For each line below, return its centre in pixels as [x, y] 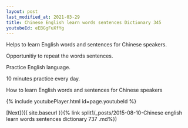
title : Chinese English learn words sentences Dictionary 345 [84, 22]
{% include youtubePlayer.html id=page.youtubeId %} [71, 102]
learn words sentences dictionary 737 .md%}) [62, 119]
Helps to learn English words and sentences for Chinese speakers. [87, 45]
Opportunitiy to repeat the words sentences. [60, 56]
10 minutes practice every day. [43, 79]
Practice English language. [38, 68]
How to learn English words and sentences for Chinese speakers [84, 90]
